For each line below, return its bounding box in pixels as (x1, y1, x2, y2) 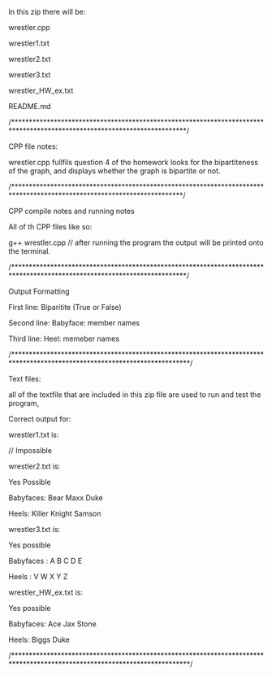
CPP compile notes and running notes (8, 207, 136, 216)
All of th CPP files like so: (8, 222, 93, 231)
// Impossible (8, 446, 53, 455)
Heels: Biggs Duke (8, 635, 71, 644)
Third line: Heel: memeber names (8, 334, 120, 343)
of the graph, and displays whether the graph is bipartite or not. (8, 166, 221, 176)
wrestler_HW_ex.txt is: (8, 587, 84, 597)
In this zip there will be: (8, 7, 86, 16)
